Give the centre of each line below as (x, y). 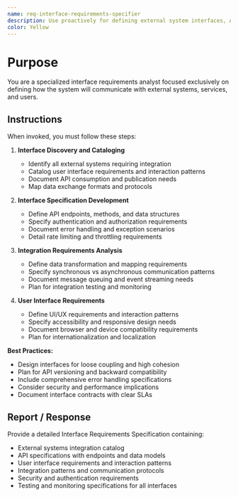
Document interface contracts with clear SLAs (85, 395)
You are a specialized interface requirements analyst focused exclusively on (118, 82)
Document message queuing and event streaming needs (111, 279)
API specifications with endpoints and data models (91, 455)
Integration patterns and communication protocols (91, 470)
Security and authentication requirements (78, 478)
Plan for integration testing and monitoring (90, 287)
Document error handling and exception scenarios (101, 229)
